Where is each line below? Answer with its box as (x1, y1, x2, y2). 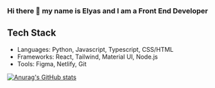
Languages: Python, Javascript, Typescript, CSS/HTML (16, 45, 174, 53)
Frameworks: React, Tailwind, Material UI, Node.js (16, 53, 158, 61)
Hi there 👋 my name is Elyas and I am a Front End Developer (7, 6, 208, 16)
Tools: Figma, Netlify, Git (16, 59, 87, 68)
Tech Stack (7, 27, 56, 39)
